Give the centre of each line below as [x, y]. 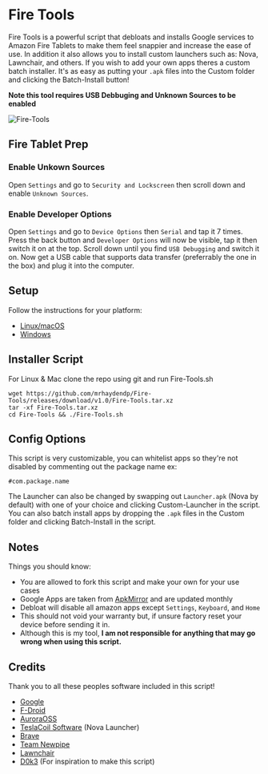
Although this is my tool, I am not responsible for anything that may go [138, 633]
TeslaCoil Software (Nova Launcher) [80, 727]
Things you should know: [50, 566]
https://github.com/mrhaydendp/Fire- [89, 393]
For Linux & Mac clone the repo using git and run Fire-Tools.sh [111, 379]
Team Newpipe [45, 744]
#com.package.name [39, 482]
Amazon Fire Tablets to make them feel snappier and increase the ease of [130, 45]
